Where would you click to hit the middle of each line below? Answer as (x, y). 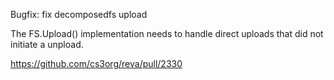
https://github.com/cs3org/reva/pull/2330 (96, 63)
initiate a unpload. (47, 44)
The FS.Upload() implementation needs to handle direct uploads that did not (167, 33)
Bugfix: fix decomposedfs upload (79, 14)
